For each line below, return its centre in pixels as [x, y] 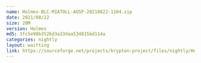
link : [13, 51]
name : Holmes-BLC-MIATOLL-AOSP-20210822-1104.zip [69, 12]
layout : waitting [28, 46]
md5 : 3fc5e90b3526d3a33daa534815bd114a [56, 34]
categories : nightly [32, 40]
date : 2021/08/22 [28, 17]
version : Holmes [26, 28]
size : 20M [19, 23]
